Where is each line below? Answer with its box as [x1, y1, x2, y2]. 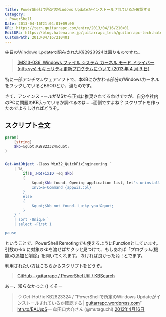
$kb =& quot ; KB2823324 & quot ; [14, 144, 70, 149]
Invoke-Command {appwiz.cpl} [31, 185, 92, 190]
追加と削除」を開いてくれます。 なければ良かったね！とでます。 [15, 253, 145, 259]
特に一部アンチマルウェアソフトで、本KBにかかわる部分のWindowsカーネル [5, 76, 160, 82]
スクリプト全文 [5, 121, 51, 130]
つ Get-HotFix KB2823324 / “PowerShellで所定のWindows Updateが [17, 294, 157, 300]
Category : [5, 12, 26, 17]
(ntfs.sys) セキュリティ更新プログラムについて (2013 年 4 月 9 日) [17, 65, 150, 72]
